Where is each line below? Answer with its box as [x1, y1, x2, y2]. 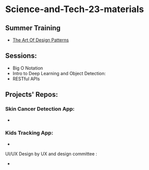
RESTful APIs [12, 76, 40, 82]
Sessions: [5, 51, 37, 60]
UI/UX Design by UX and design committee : [5, 150, 97, 157]
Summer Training [5, 24, 61, 32]
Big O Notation [12, 65, 43, 71]
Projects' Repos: [5, 90, 58, 99]
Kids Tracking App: [5, 130, 53, 137]
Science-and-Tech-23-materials [5, 4, 144, 15]
